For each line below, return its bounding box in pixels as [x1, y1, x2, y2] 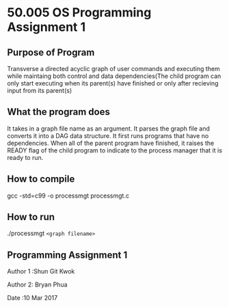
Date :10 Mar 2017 [7, 294, 58, 302]
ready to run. [7, 153, 44, 161]
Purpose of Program [7, 46, 95, 58]
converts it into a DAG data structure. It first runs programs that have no [7, 131, 209, 139]
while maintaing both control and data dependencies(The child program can [7, 72, 221, 80]
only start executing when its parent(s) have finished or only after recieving [7, 79, 219, 87]
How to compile [7, 173, 75, 185]
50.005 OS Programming [7, 5, 152, 21]
